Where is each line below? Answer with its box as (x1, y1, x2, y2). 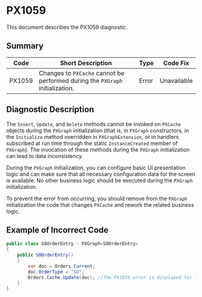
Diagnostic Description (6, 105, 94, 115)
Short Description (60, 58, 112, 67)
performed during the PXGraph (38, 76, 123, 85)
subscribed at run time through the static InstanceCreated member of (6, 139, 178, 147)
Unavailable (159, 76, 193, 85)
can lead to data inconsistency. (6, 152, 84, 159)
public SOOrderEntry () (17, 252, 74, 259)
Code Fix (163, 58, 189, 67)
